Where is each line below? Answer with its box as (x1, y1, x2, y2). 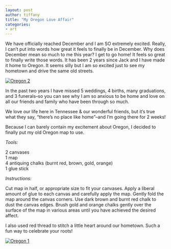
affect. (5, 213, 19, 219)
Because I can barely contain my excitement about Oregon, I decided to (5, 124, 156, 130)
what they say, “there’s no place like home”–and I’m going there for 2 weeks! (5, 114, 166, 120)
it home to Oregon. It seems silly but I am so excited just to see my (5, 63, 145, 69)
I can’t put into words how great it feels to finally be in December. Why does (5, 46, 165, 52)
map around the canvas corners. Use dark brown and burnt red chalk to (5, 196, 157, 202)
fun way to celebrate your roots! (5, 228, 73, 234)
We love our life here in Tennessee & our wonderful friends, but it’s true (5, 109, 155, 115)
